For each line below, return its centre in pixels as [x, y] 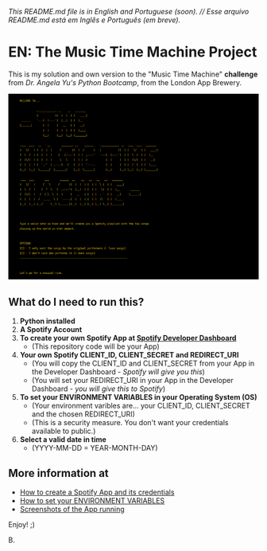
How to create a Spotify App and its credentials [97, 492]
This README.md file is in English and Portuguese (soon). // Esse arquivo [129, 12]
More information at [58, 473]
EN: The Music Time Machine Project [133, 52]
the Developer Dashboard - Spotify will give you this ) [118, 372]
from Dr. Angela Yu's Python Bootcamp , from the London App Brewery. [125, 82]
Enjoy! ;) [22, 525]
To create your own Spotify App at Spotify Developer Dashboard [128, 338]
